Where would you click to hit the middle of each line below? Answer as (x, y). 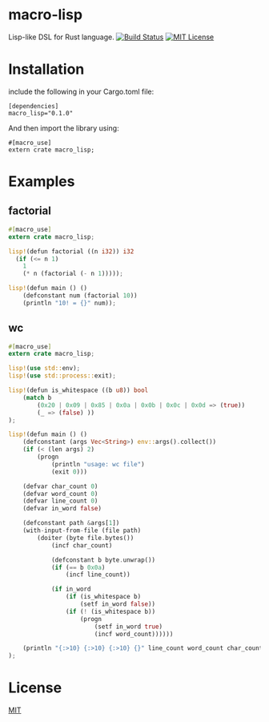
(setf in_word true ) (128, 627)
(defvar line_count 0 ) (60, 501)
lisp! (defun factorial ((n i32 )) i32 (71, 251)
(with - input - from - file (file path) (82, 530)
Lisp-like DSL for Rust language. (61, 37)
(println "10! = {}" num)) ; (69, 303)
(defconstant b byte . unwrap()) (103, 560)
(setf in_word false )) (118, 604)
